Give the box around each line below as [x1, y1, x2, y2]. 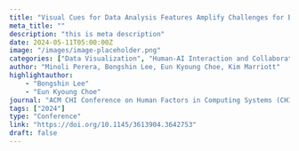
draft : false [9, 129, 58, 138]
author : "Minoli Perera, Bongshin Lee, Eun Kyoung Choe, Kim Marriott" [9, 63, 280, 72]
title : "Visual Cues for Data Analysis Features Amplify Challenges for [9, 12, 285, 22]
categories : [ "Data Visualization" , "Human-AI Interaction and [9, 54, 249, 63]
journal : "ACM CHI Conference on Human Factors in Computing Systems [9, 95, 273, 105]
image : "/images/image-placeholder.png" [9, 46, 162, 55]
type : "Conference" [9, 112, 82, 121]
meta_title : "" [9, 21, 66, 30]
